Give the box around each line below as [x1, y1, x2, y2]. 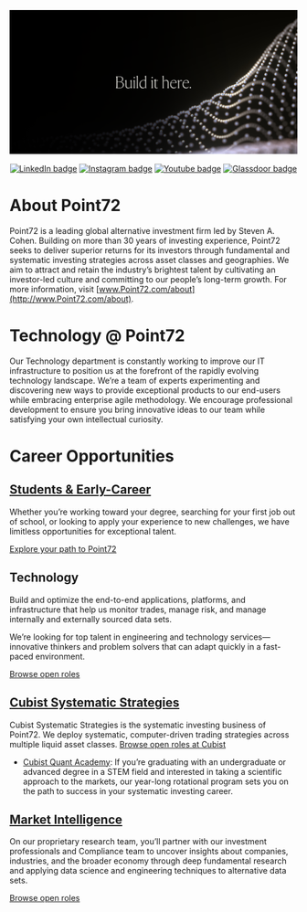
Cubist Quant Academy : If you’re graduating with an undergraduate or [22, 756, 286, 768]
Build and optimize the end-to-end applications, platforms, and [9, 594, 247, 605]
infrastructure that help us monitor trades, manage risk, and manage [9, 604, 267, 615]
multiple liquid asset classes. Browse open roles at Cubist [9, 738, 227, 749]
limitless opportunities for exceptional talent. [9, 525, 176, 536]
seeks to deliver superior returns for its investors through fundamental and [9, 244, 291, 256]
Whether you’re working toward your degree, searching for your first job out [9, 506, 296, 517]
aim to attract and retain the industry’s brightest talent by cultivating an [9, 264, 276, 275]
